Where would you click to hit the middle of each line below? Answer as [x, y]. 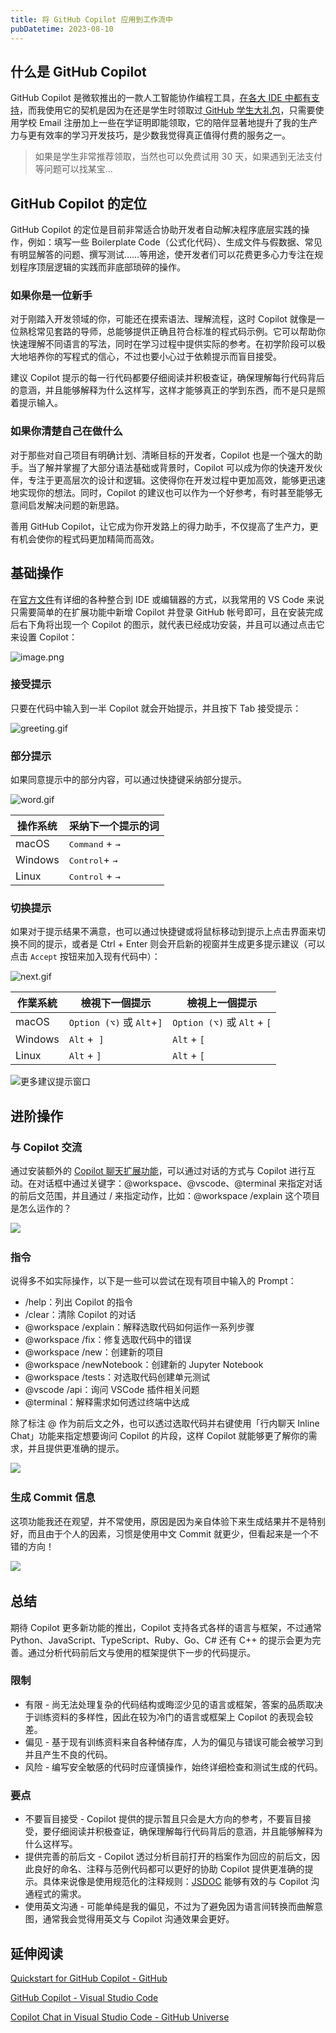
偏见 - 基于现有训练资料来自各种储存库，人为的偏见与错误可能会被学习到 [174, 1742]
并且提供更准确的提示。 [76, 1448]
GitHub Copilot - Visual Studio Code [84, 1997]
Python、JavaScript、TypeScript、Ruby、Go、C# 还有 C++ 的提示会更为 [161, 1640]
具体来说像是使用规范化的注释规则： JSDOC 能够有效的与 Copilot [175, 1882]
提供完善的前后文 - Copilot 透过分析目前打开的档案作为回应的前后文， [168, 1857]
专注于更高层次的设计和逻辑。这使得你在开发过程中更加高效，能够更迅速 [176, 480]
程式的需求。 [60, 1894]
